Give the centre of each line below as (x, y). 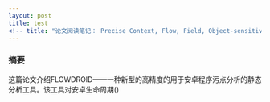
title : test (28, 23)
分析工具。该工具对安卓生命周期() (64, 89)
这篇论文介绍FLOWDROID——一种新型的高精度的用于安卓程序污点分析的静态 (135, 79)
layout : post (30, 16)
